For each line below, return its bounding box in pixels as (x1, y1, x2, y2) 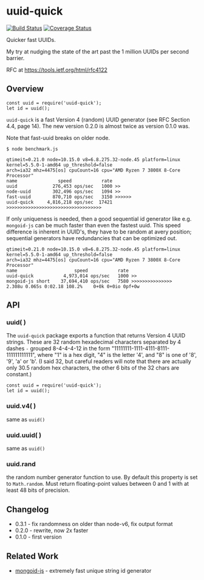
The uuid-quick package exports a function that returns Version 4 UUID (6, 332, 186, 339)
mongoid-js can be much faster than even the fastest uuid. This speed (6, 221, 181, 229)
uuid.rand (6, 460, 36, 468)
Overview (6, 84, 44, 94)
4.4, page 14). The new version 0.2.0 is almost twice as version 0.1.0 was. (6, 122, 190, 129)
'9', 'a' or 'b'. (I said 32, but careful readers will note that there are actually (6, 357, 191, 365)
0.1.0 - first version (15, 533, 62, 540)
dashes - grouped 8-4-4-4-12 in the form (6, 345, 110, 352)
